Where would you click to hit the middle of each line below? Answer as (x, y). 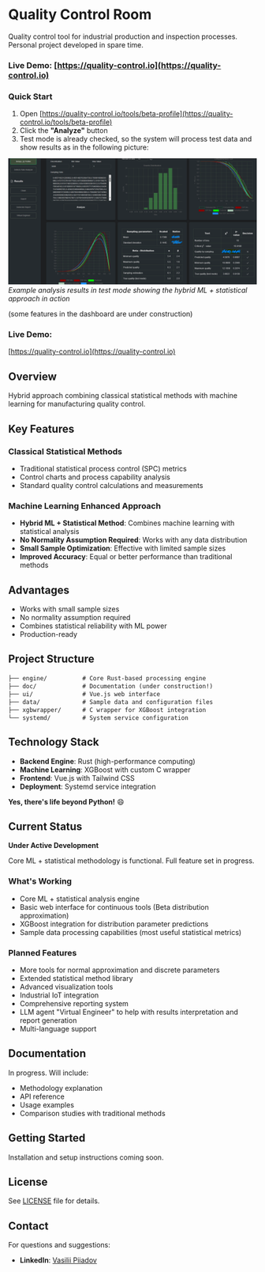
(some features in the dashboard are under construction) (101, 314)
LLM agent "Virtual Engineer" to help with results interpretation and (129, 1012)
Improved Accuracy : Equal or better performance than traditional (126, 557)
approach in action (39, 299)
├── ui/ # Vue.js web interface (84, 694)
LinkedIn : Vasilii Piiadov (58, 1260)
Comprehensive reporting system (74, 1004)
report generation (48, 1020)
